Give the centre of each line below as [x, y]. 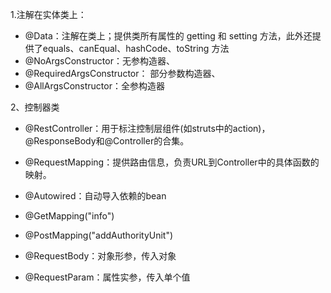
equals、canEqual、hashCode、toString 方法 [136, 48]
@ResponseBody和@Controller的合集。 [107, 141]
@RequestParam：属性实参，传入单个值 [107, 277]
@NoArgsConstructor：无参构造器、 [99, 61]
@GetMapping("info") [69, 216]
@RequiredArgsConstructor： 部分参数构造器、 [122, 73]
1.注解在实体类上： [48, 14]
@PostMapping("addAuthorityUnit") [99, 235]
